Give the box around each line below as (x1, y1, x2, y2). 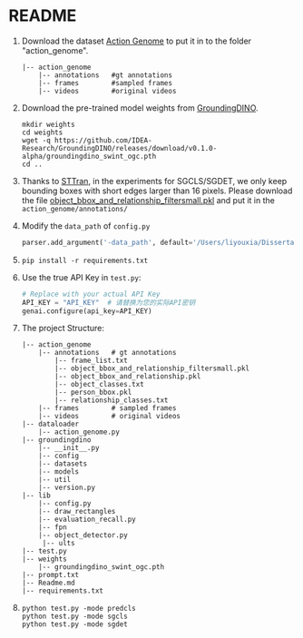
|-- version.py (38, 483, 96, 493)
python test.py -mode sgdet (21, 620, 128, 629)
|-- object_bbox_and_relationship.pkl (54, 372, 201, 381)
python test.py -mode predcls (21, 604, 137, 613)
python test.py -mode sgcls (21, 612, 128, 622)
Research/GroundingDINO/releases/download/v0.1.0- (21, 143, 218, 152)
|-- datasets (38, 459, 88, 468)
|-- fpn (38, 523, 67, 532)
